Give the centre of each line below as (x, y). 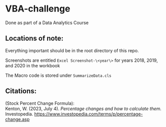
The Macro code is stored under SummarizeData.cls (58, 75)
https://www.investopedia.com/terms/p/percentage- (89, 114)
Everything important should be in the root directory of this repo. (72, 50)
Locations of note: (34, 38)
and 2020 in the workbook (33, 65)
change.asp (18, 119)
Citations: (21, 91)
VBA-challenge (38, 9)
